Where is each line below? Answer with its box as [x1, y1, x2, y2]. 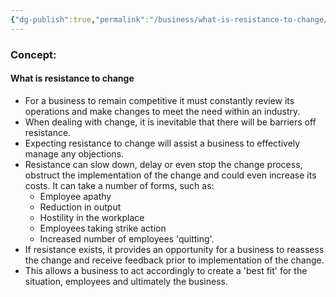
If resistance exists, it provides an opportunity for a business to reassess [24, 243, 325, 255]
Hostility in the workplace [39, 211, 145, 223]
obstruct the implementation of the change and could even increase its [24, 169, 317, 181]
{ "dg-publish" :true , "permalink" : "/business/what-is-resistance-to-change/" [10, 14, 333, 25]
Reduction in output [39, 201, 122, 213]
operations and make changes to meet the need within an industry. [24, 105, 301, 117]
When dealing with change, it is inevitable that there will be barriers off [24, 116, 317, 128]
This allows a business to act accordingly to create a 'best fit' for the [24, 264, 308, 276]
